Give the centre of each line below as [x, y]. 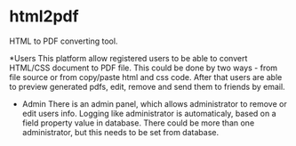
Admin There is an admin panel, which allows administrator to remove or [154, 103]
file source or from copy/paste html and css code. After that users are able [146, 77]
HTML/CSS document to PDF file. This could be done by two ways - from [144, 68]
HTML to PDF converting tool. [64, 41]
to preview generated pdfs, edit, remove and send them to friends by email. [148, 86]
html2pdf [44, 16]
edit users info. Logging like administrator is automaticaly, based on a [149, 113]
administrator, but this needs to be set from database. [120, 132]
